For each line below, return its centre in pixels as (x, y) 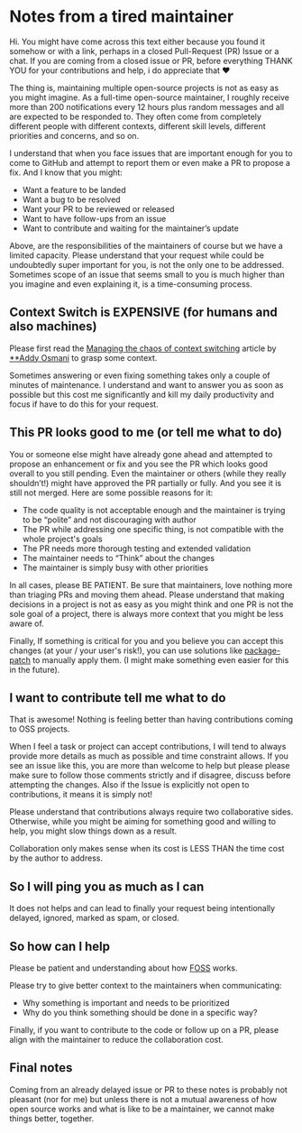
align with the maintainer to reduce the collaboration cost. (116, 1040)
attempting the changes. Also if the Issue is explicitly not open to (129, 785)
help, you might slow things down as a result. (93, 831)
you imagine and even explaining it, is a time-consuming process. (131, 284)
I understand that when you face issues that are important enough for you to (151, 153)
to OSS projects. (40, 729)
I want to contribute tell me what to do (118, 698)
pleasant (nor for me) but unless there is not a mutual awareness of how (143, 1099)
